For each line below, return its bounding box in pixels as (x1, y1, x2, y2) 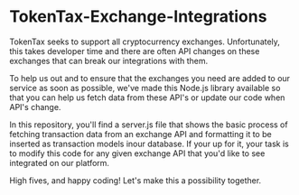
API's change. (9, 101, 61, 112)
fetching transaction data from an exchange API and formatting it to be (9, 128, 273, 139)
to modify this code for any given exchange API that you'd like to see (9, 147, 266, 159)
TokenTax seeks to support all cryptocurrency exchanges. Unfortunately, (9, 36, 280, 47)
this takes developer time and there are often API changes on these (9, 45, 260, 56)
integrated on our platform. (9, 157, 110, 168)
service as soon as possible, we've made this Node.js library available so (9, 82, 281, 93)
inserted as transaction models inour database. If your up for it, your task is (9, 138, 289, 149)
